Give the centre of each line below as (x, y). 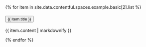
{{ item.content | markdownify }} (38, 30)
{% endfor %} (19, 40)
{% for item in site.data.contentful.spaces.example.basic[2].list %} (73, 7)
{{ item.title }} (19, 19)
